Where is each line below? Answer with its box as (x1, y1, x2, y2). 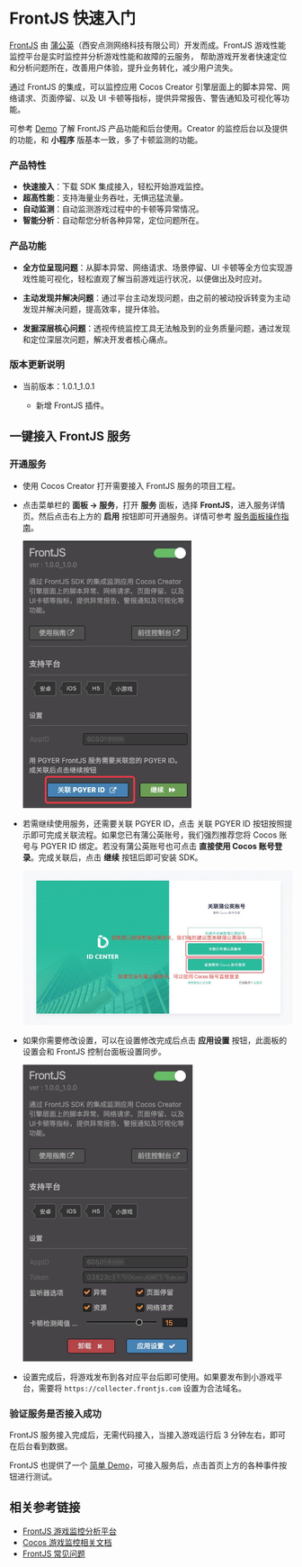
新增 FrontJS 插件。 (35, 400, 110, 411)
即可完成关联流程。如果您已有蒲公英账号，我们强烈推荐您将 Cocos (30, 829, 278, 840)
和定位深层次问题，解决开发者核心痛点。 (22, 334, 173, 345)
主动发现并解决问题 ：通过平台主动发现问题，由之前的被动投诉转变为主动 (22, 292, 290, 303)
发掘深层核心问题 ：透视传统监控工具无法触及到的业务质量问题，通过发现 (22, 322, 290, 333)
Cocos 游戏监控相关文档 (22, 1536, 112, 1547)
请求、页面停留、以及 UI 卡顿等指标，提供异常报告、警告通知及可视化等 (16, 92, 282, 104)
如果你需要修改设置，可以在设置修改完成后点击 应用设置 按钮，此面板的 (22, 1035, 288, 1046)
